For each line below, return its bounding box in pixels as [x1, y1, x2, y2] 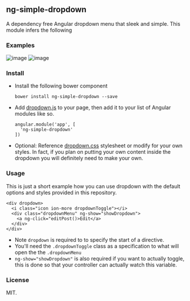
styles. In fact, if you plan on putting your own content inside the [14, 148, 171, 155]
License [6, 276, 29, 284]
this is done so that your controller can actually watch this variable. [14, 261, 178, 268]
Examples [6, 41, 35, 49]
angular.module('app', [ [14, 121, 76, 128]
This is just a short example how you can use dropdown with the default [6, 182, 181, 190]
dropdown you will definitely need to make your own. [14, 155, 144, 162]
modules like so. [14, 110, 55, 117]
